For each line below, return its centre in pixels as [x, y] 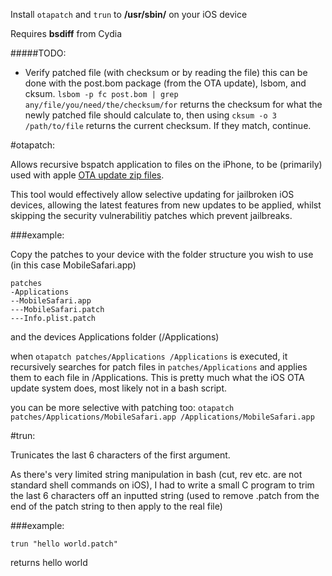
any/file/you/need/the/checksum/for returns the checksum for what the [173, 104]
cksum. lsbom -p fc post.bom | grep [101, 93]
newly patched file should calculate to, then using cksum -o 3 [150, 115]
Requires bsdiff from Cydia [66, 33]
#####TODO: [38, 53]
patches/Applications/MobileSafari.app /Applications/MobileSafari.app [162, 417]
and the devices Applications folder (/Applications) [115, 337]
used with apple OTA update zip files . [87, 175]
